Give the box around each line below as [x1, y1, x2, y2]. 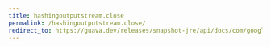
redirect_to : [8, 26, 52, 34]
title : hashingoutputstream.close [8, 11, 125, 20]
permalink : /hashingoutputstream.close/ [8, 19, 147, 27]
